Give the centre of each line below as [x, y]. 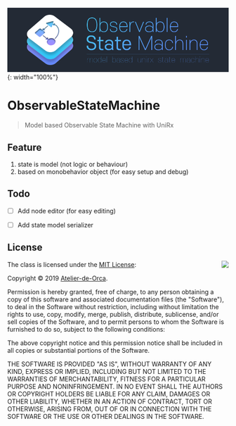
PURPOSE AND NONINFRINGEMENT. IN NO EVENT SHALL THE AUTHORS [115, 386]
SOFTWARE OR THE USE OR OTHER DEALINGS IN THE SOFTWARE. [106, 416]
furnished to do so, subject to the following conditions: [86, 329]
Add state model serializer [55, 225]
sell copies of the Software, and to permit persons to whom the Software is [116, 322]
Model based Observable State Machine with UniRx [99, 125]
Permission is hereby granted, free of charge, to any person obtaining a [111, 292]
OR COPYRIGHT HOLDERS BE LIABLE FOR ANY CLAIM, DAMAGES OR [109, 394]
